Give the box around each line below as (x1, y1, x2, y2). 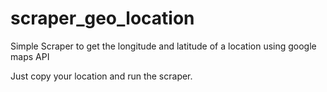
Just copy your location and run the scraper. (10, 70, 193, 82)
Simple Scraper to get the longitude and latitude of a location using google (10, 40, 317, 52)
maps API (10, 50, 50, 62)
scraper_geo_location (10, 7, 195, 30)
